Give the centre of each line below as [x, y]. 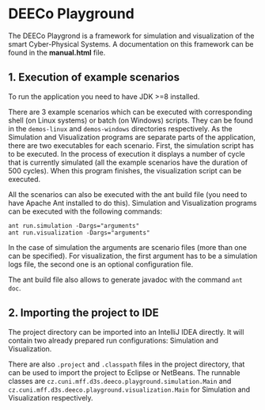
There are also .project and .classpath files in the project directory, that [127, 364]
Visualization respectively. [51, 397]
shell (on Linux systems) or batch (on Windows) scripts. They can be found [131, 120]
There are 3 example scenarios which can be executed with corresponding [131, 112]
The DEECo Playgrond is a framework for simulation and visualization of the [131, 36]
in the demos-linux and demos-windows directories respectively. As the [120, 128]
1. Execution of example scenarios [94, 77]
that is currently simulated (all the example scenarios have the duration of [128, 162]
